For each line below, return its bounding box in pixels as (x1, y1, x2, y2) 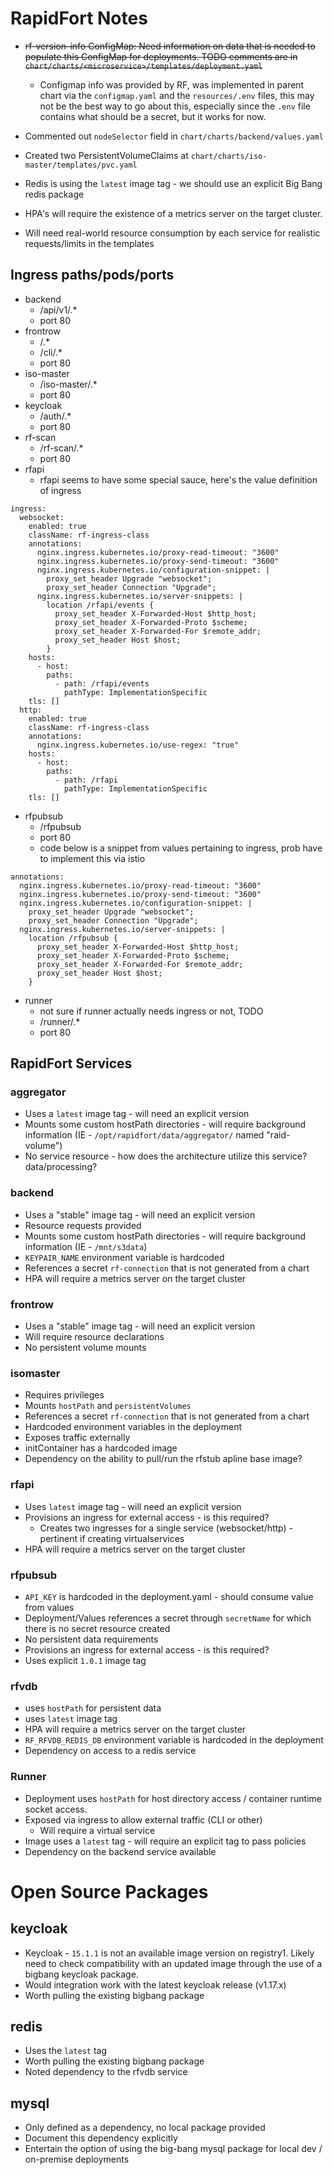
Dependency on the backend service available (24, 1845, 217, 1857)
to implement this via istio (39, 852, 146, 864)
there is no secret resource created (24, 1622, 171, 1634)
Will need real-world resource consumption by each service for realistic (24, 227, 321, 239)
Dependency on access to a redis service (24, 1745, 197, 1757)
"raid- (266, 1129, 291, 1141)
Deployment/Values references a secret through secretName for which (24, 1612, 312, 1624)
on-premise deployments (24, 2153, 130, 2166)
